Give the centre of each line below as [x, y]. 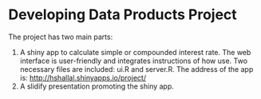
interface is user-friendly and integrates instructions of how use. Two [134, 61]
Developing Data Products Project [123, 15]
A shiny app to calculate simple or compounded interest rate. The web [135, 52]
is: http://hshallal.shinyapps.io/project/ [83, 77]
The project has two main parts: [61, 37]
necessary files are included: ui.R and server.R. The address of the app [136, 69]
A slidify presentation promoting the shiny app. [97, 86]
